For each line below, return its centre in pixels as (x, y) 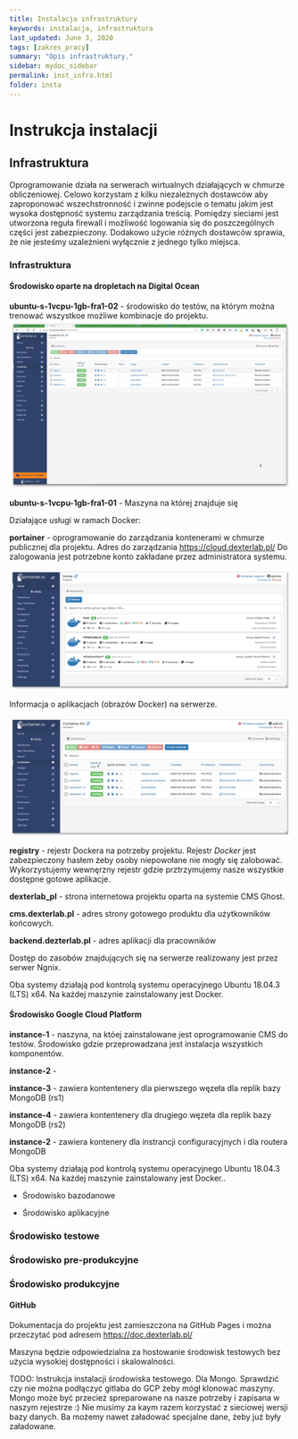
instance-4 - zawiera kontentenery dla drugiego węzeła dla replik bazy (141, 1114)
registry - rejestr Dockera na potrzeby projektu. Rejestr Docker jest (133, 851)
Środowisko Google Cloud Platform (76, 1014)
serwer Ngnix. (35, 967)
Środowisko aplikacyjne (66, 1213)
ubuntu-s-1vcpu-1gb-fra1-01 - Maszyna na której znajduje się (124, 503)
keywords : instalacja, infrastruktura (81, 28)
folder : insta (36, 85)
